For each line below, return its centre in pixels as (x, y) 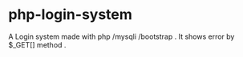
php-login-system (70, 15)
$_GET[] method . (37, 44)
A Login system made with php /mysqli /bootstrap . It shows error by (121, 36)
